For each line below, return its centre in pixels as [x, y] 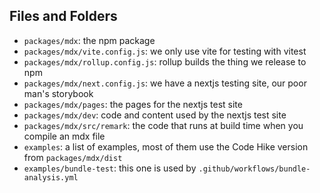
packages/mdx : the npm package [89, 40]
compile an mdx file [64, 136]
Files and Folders [63, 16]
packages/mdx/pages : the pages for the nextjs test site [133, 104]
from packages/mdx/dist [73, 157]
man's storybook [58, 93]
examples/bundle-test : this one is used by [110, 168]
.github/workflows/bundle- [254, 169]
